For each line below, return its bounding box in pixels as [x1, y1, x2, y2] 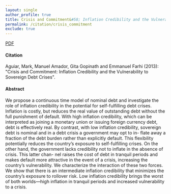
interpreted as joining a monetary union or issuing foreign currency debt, [5, 119, 158, 125]
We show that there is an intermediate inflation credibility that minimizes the [5, 168, 164, 174]
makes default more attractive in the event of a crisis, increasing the [5, 156, 148, 163]
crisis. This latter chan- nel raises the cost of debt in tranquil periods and [5, 151, 158, 157]
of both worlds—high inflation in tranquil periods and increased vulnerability [5, 178, 164, 184]
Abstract [5, 86, 24, 92]
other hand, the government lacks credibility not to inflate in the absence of [5, 146, 163, 152]
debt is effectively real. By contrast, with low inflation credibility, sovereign [5, 124, 161, 130]
